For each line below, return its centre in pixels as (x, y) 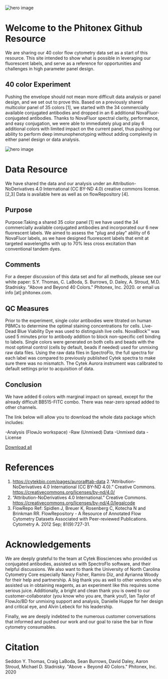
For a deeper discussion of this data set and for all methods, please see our (83, 277)
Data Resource (36, 169)
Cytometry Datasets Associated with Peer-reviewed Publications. (80, 519)
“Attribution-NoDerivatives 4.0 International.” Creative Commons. (79, 497)
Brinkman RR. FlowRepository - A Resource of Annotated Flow (77, 514)
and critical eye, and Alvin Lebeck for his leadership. (59, 607)
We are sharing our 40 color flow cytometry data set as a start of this (76, 52)
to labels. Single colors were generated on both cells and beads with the (80, 342)
